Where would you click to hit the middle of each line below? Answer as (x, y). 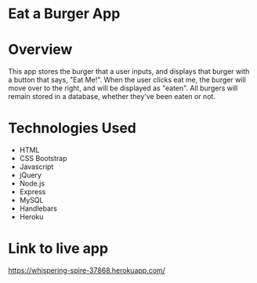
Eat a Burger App (64, 14)
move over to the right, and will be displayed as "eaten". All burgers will (123, 88)
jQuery (30, 175)
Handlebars (38, 208)
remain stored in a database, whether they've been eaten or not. (112, 97)
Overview (40, 50)
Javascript (36, 167)
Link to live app (58, 249)
